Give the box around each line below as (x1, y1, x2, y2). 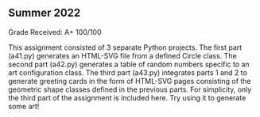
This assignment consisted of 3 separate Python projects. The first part (8, 43, 243, 52)
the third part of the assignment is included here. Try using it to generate (8, 92, 246, 102)
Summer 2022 (8, 6, 81, 20)
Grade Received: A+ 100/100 (8, 27, 102, 36)
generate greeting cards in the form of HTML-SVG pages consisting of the (8, 76, 252, 85)
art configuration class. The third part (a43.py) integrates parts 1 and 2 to (8, 67, 248, 77)
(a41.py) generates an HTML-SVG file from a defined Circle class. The (8, 51, 237, 60)
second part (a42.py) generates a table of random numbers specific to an (8, 59, 250, 69)
